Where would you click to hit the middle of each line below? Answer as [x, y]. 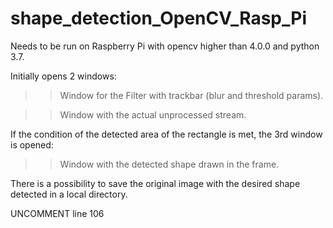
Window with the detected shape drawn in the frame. [169, 164]
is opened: [32, 144]
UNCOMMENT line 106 [57, 213]
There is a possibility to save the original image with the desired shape [155, 183]
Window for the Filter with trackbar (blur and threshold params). [191, 95]
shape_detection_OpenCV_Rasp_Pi [159, 18]
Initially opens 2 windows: [63, 76]
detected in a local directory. [69, 194]
